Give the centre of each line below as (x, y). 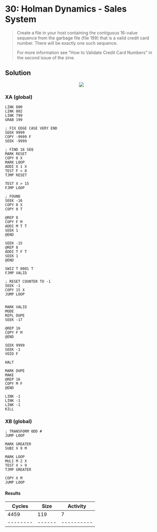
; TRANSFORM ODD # (24, 431)
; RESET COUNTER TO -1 (28, 282)
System (21, 19)
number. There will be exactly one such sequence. (67, 43)
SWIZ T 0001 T (19, 269)
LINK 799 (14, 116)
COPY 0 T (14, 209)
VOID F (12, 354)
